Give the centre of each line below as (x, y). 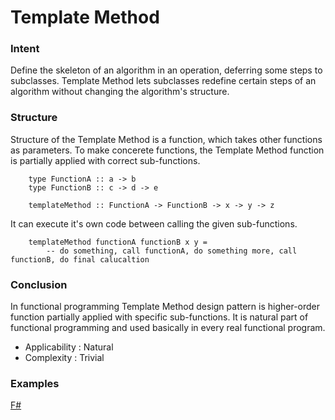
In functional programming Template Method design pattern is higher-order (165, 307)
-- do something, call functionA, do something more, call (172, 251)
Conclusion (39, 284)
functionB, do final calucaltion (80, 259)
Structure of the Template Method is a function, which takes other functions (166, 139)
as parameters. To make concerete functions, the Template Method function (167, 150)
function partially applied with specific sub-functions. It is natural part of (159, 317)
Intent (25, 49)
